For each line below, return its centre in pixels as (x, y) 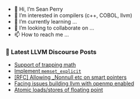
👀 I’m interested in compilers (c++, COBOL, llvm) (73, 15)
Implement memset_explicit (48, 71)
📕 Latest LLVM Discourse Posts (51, 52)
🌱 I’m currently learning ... (45, 22)
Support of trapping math (45, 65)
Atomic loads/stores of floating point (58, 90)
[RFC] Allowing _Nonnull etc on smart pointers (70, 77)
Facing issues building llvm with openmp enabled (74, 84)
